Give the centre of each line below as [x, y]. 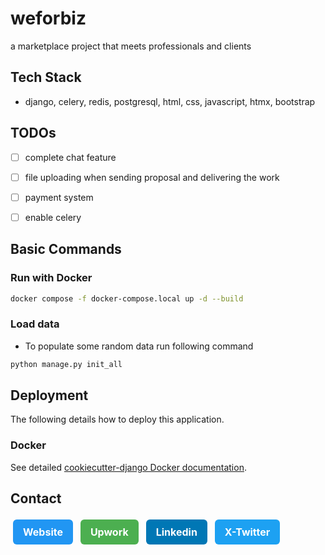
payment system [59, 197]
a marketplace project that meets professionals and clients [131, 46]
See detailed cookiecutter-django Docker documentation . [128, 467]
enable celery [53, 217]
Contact [36, 498]
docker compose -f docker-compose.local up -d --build [127, 298]
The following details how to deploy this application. [117, 419]
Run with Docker [51, 278]
